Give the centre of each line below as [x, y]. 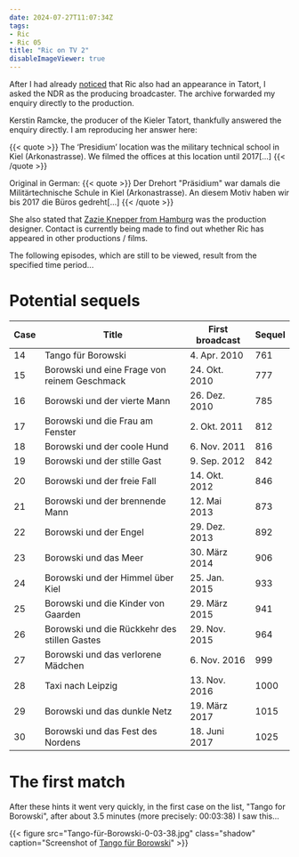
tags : [19, 26]
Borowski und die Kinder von [105, 603]
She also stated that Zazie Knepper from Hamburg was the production [138, 219]
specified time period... [52, 265]
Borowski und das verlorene [103, 654]
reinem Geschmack [85, 381]
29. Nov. [208, 628]
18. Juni [207, 731]
